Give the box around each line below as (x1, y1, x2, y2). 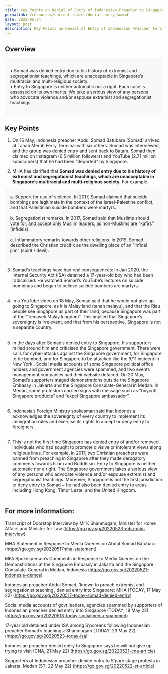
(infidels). (10, 226, 30, 232)
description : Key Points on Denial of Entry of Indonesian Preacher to (5, 26, 157, 31)
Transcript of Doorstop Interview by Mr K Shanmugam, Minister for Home (5, 520, 156, 526)
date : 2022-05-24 (5, 17, 41, 22)
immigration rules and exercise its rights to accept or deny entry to (12, 418, 150, 424)
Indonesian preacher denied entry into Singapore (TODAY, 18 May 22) (5, 607, 149, 613)
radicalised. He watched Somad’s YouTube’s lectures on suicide (12, 277, 144, 283)
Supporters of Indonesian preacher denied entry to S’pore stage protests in (5, 657, 160, 663)
